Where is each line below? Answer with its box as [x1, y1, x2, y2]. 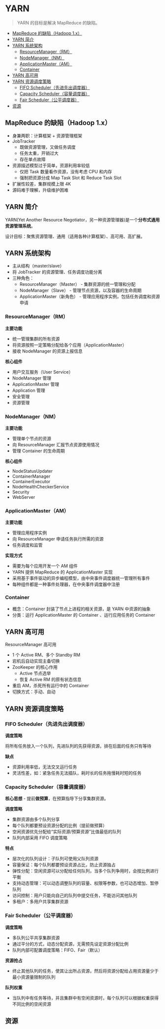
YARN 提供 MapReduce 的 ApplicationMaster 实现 [12, 569, 113, 575]
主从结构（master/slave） [12, 263, 64, 269]
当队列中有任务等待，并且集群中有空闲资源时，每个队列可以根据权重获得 [12, 995, 159, 1001]
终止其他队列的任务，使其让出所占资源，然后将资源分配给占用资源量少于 [12, 968, 159, 974]
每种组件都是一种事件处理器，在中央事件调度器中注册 [12, 581, 120, 587]
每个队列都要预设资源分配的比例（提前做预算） [12, 823, 107, 829]
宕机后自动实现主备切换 [12, 658, 60, 664]
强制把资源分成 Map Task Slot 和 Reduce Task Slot [19, 175, 122, 181]
